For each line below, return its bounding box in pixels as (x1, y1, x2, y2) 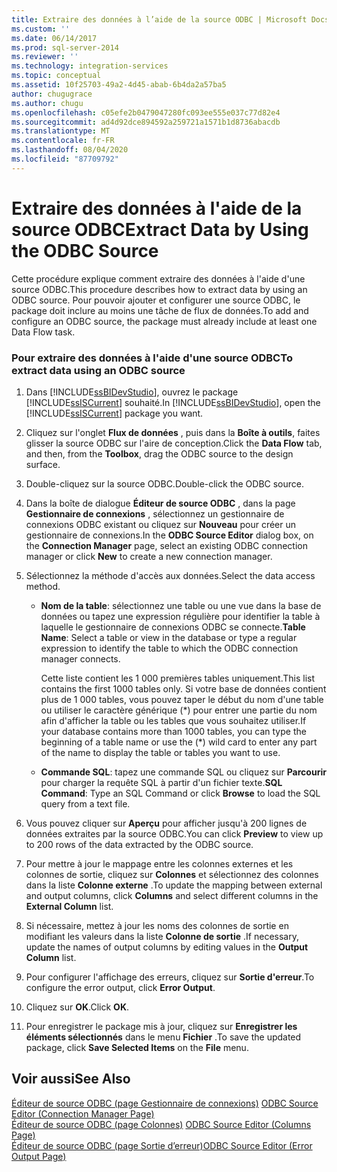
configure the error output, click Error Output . (25, 981, 216, 993)
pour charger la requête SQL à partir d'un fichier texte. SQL (40, 776, 283, 788)
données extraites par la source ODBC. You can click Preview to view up (25, 827, 324, 840)
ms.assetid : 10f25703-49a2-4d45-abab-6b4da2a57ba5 (11, 80, 227, 90)
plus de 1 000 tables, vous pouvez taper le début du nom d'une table (40, 693, 324, 705)
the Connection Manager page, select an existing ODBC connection (25, 539, 308, 551)
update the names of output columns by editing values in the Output (25, 941, 309, 953)
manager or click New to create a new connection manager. (25, 550, 273, 562)
